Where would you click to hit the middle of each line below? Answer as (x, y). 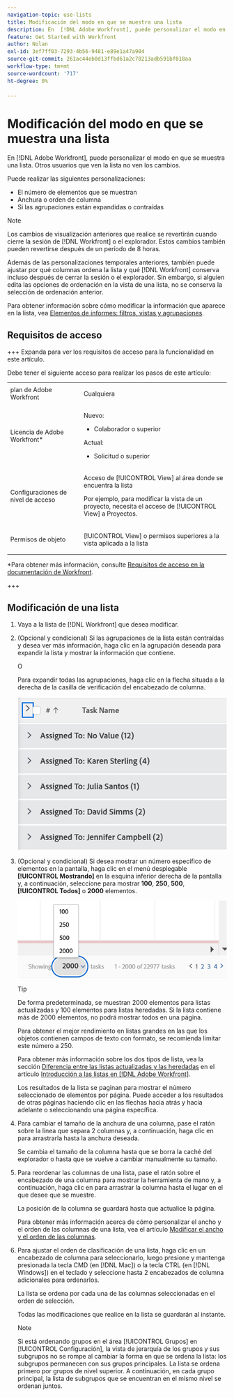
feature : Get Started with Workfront (62, 37)
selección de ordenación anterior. (55, 292)
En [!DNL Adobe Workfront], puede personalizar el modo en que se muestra (116, 158)
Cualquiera (99, 394)
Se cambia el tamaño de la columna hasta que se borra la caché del (115, 1152)
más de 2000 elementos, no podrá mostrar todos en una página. (110, 1017)
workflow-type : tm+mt (39, 66)
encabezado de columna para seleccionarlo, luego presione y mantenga (121, 1258)
